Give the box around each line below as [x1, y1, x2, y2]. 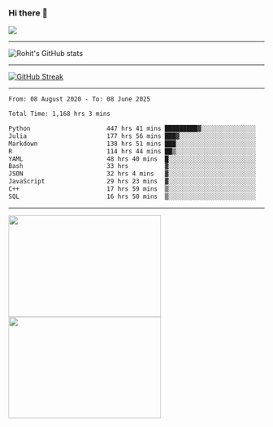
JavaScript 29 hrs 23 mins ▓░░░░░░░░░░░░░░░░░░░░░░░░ [8, 178, 256, 186]
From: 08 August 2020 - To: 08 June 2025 [8, 95, 151, 104]
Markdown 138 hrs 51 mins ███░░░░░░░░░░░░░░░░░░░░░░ [8, 140, 256, 148]
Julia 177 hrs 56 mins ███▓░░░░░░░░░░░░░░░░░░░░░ [8, 132, 256, 140]
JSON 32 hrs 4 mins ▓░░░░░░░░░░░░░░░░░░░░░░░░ [8, 170, 256, 178]
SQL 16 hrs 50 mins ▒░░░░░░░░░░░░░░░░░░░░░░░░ [8, 192, 256, 201]
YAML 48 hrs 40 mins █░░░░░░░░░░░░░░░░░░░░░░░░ [8, 154, 256, 163]
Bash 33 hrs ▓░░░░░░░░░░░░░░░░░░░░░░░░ [8, 162, 256, 170]
